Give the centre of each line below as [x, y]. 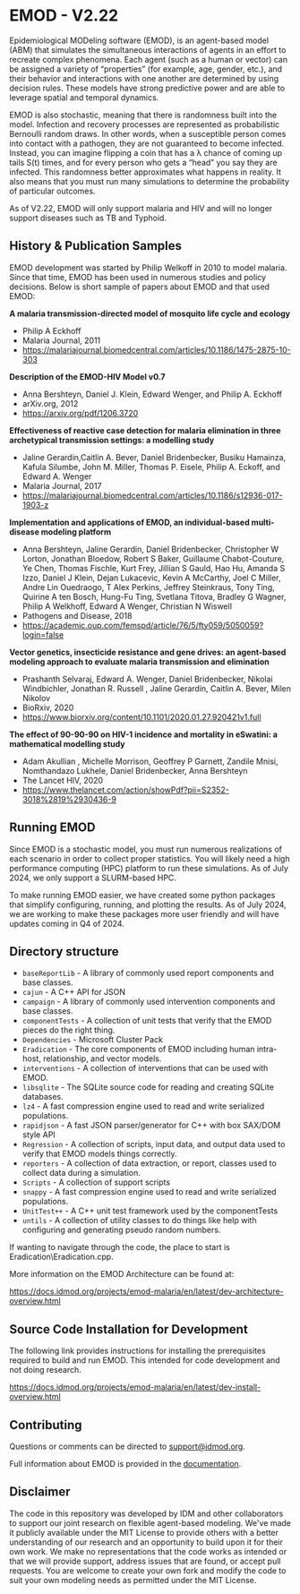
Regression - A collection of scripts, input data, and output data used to [154, 1144]
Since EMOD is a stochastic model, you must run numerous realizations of [146, 849]
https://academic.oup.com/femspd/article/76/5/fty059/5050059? [143, 625]
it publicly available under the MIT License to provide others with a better [144, 1532]
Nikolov [36, 698]
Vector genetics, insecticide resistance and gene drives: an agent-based [148, 652]
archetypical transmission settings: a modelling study [112, 440]
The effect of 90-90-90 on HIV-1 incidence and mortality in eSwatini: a [143, 734]
